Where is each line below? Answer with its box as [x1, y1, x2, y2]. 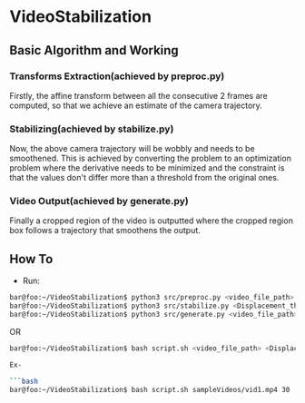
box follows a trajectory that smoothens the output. [9, 225, 202, 236]
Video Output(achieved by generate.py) [9, 195, 189, 208]
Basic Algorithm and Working [9, 43, 179, 58]
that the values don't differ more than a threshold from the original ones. [9, 172, 280, 183]
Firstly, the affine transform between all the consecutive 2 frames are [9, 90, 268, 101]
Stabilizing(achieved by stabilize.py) [9, 123, 174, 135]
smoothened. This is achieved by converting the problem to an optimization [9, 152, 292, 164]
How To [9, 251, 54, 267]
